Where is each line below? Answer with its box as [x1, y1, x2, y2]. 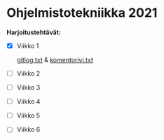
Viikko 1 [16, 41, 39, 50]
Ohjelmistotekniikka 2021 [6, 5, 158, 21]
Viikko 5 [16, 111, 40, 120]
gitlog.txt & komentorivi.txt [16, 56, 94, 64]
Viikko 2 [16, 69, 41, 78]
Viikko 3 [16, 83, 41, 92]
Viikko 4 [16, 97, 41, 106]
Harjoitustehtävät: [6, 28, 61, 36]
